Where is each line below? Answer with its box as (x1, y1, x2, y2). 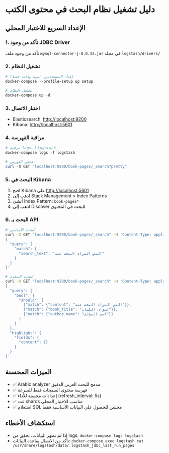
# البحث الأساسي (5, 228, 35, 233)
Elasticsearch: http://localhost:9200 (12, 116, 87, 122)
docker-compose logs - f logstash (5, 150, 75, 155)
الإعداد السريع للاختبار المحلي (5, 24, 86, 32)
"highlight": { (10, 330, 42, 335)
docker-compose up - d (5, 92, 51, 98)
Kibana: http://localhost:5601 (12, 121, 72, 127)
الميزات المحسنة (5, 368, 52, 376)
